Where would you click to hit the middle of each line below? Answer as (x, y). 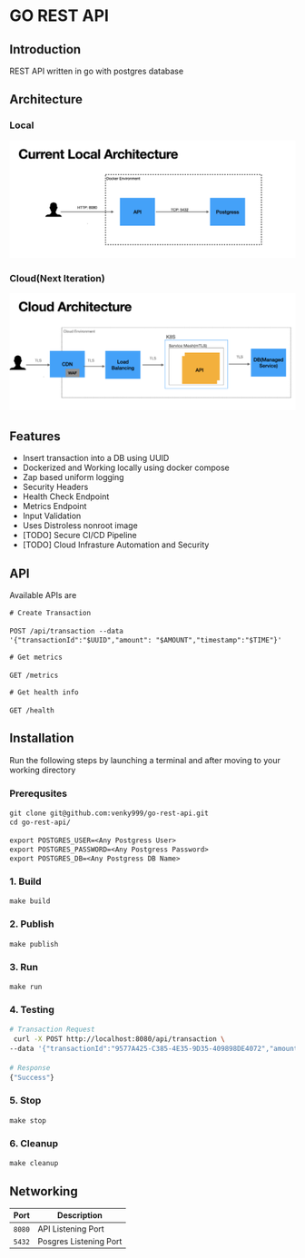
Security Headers (55, 487)
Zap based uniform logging (73, 477)
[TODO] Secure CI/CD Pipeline (80, 536)
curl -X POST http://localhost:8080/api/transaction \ (119, 1039)
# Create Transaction (50, 614)
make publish (34, 944)
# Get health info (44, 693)
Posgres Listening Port (80, 1241)
